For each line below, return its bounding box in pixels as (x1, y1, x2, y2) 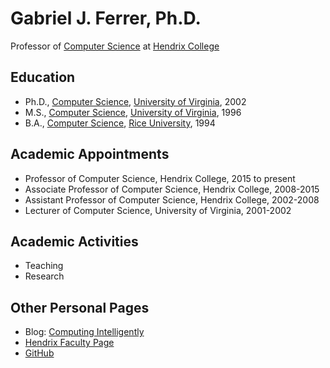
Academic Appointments (10, 146, 170, 163)
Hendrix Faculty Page (24, 337, 115, 349)
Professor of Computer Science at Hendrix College (10, 40, 220, 52)
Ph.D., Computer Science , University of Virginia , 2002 (24, 95, 247, 107)
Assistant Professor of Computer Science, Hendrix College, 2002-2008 (24, 193, 320, 206)
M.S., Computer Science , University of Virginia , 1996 (24, 106, 242, 118)
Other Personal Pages (10, 299, 150, 316)
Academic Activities (10, 233, 139, 250)
